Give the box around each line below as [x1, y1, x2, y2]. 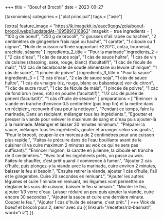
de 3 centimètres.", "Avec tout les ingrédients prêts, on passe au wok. [5, 153, 145, 158]
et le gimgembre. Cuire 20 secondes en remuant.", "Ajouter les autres [5, 173, 144, 179]
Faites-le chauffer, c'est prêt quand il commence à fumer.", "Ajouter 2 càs [5, 158, 152, 163]
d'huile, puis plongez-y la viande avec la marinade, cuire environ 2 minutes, [5, 163, 157, 169]
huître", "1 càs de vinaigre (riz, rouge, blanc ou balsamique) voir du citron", [5, 80, 154, 86]
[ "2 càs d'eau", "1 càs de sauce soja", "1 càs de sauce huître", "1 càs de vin [5, 54, 157, 60]
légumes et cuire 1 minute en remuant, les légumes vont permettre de [5, 179, 145, 184]
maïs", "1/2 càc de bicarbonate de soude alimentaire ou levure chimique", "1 [5, 64, 157, 70]
